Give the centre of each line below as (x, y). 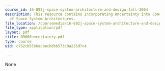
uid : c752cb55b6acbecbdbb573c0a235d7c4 (46, 46)
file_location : (21, 23)
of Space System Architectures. (43, 19)
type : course (18, 42)
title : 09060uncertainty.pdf (35, 37)
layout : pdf (17, 32)
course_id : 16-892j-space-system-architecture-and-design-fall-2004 (77, 10)
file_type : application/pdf (34, 28)
